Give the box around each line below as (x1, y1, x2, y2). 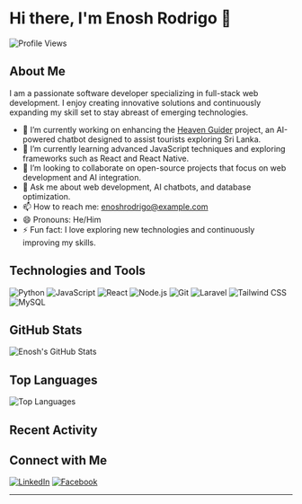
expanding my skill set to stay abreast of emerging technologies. (9, 107, 249, 118)
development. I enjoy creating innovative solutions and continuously (9, 97, 262, 108)
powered (22, 134, 56, 145)
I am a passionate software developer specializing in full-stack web (9, 87, 259, 98)
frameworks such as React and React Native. (22, 153, 190, 164)
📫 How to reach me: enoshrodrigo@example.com (22, 201, 209, 212)
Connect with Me (9, 453, 108, 468)
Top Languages (9, 372, 98, 387)
